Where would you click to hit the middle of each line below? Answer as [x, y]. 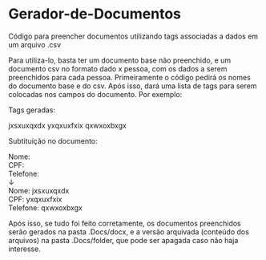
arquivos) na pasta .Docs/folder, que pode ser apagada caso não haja [123, 240]
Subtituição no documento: [53, 140]
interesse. [25, 249]
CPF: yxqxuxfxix [35, 199]
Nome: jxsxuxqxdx [39, 190]
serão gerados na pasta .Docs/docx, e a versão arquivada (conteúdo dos [129, 232]
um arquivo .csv [35, 44]
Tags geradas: [32, 110]
